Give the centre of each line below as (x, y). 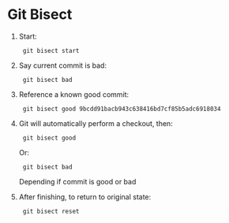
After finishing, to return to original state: (85, 197)
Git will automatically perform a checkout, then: (96, 123)
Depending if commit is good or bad (77, 181)
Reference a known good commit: (74, 94)
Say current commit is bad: (63, 65)
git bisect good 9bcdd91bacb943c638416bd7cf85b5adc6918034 (122, 109)
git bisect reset (51, 211)
